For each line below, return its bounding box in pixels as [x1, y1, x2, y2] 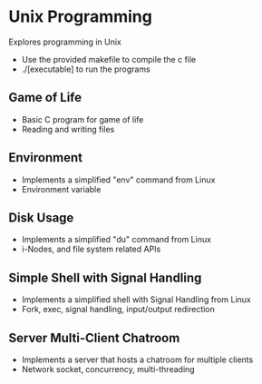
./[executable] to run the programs [21, 64, 150, 74]
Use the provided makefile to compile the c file [21, 54, 197, 64]
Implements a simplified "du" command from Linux [21, 234, 212, 245]
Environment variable [21, 183, 102, 194]
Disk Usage [8, 210, 74, 225]
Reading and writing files [21, 123, 115, 134]
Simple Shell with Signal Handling [8, 270, 202, 285]
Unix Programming [8, 6, 153, 27]
